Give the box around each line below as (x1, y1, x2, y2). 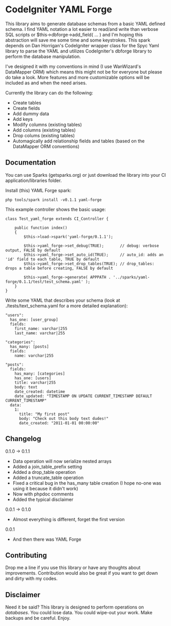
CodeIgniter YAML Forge (5, 4, 113, 15)
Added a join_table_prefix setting (12, 464, 82, 470)
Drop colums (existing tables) (12, 132, 75, 138)
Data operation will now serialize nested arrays (12, 458, 112, 464)
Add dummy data (12, 111, 50, 117)
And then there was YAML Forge (12, 536, 81, 542)
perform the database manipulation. (5, 53, 81, 60)
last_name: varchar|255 (14, 330, 66, 336)
